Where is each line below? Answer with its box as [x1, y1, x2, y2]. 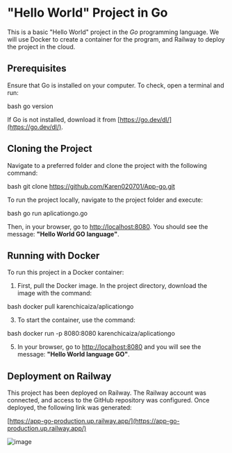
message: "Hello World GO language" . [7, 230, 119, 238]
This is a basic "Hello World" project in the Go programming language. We [7, 28, 219, 36]
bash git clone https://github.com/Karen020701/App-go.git [7, 182, 176, 190]
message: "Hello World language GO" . [17, 350, 130, 359]
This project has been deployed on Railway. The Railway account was [7, 388, 207, 397]
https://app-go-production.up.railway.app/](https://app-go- [9, 417, 180, 425]
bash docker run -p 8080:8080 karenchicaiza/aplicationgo [7, 330, 176, 338]
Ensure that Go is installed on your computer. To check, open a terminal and [7, 81, 224, 89]
